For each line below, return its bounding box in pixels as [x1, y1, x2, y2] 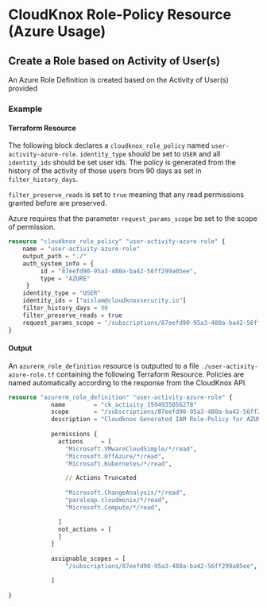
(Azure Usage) [8, 22, 106, 41]
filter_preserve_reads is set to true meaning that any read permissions [8, 190, 245, 199]
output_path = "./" [22, 252, 87, 260]
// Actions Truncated [64, 474, 137, 482]
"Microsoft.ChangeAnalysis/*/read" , [64, 489, 187, 497]
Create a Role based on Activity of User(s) [8, 54, 221, 68]
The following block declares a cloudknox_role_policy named [8, 141, 210, 150]
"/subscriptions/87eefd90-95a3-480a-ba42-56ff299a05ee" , [64, 563, 258, 570]
